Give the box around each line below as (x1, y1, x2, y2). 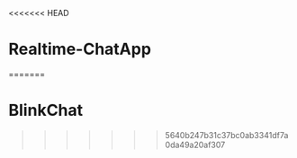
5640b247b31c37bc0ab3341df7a (165, 129, 289, 140)
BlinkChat (8, 101, 84, 120)
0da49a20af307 (165, 139, 226, 150)
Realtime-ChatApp (8, 39, 152, 59)
